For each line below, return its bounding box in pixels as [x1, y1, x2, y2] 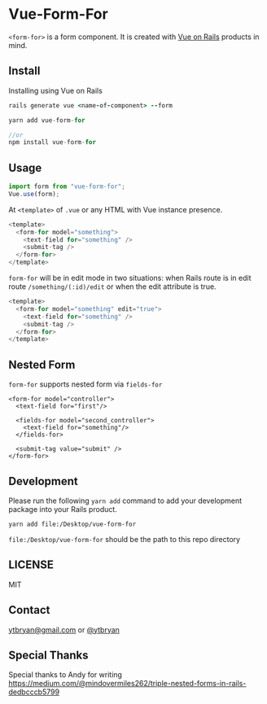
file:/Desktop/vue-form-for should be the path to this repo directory [8, 534, 241, 544]
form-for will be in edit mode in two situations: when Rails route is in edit [8, 273, 252, 283]
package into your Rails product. [8, 504, 118, 514]
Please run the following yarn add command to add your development [8, 496, 243, 505]
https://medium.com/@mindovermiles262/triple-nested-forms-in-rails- [8, 679, 247, 689]
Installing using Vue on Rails [8, 85, 103, 95]
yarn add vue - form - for [8, 116, 85, 125]
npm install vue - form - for [8, 138, 96, 146]
